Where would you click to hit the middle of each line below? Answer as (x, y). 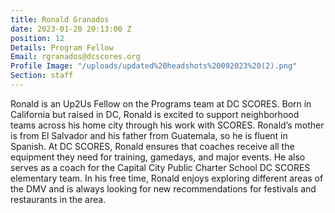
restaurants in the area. (58, 199)
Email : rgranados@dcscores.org (75, 57)
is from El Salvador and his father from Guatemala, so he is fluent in (149, 135)
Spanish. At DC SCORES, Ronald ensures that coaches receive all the (152, 146)
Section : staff (42, 76)
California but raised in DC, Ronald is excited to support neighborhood (155, 114)
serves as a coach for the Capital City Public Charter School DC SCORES (160, 167)
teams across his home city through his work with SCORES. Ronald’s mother (167, 125)
